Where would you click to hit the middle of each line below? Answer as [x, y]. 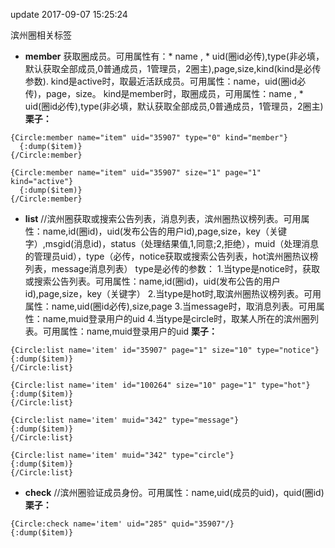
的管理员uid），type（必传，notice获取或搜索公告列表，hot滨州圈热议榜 [171, 256]
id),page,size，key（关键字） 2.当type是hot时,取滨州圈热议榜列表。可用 [173, 293]
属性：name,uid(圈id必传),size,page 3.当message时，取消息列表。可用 [170, 306]
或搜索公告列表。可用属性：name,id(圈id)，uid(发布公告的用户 [152, 281]
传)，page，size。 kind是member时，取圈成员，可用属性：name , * [164, 93]
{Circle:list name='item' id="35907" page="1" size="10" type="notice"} [165, 350]
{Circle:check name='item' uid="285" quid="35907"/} [122, 524]
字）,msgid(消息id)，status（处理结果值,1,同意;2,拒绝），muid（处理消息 [172, 243]
